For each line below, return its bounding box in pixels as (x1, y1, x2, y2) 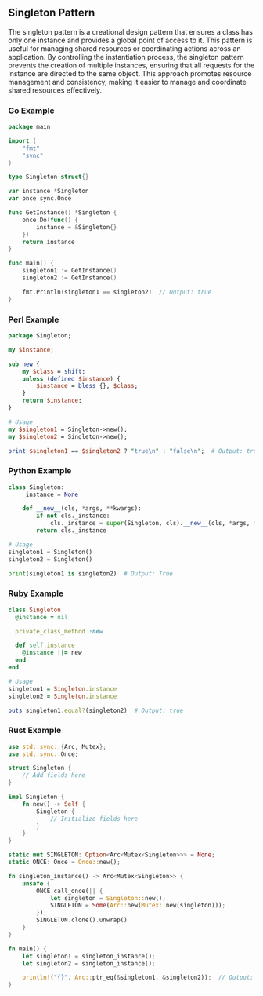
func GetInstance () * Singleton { (8, 209, 117, 217)
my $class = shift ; (22, 367, 86, 375)
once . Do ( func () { (22, 216, 79, 224)
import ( (8, 137, 37, 144)
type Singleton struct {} (8, 173, 89, 181)
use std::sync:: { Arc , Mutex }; (8, 742, 107, 750)
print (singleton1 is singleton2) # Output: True (8, 569, 174, 578)
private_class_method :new (15, 627, 103, 635)
